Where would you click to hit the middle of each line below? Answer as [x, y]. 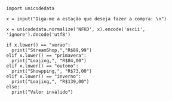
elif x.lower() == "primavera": [46, 56]
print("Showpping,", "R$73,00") [52, 71]
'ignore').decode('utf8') [38, 35]
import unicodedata [30, 8]
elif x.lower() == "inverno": [44, 76]
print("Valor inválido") [42, 92]
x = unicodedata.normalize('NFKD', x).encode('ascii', [76, 29]
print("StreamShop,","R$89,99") [52, 50]
